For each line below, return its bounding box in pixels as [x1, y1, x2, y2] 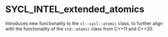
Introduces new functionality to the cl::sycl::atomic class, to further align [5, 20, 163, 26]
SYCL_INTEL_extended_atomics [5, 4, 144, 15]
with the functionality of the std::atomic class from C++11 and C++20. [5, 25, 154, 31]
